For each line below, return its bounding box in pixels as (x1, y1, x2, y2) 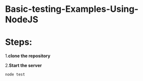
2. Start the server (5, 63, 42, 69)
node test (5, 72, 26, 77)
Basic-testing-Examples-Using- (5, 3, 139, 15)
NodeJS (5, 14, 38, 25)
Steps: (5, 37, 32, 48)
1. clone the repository (5, 53, 51, 59)
